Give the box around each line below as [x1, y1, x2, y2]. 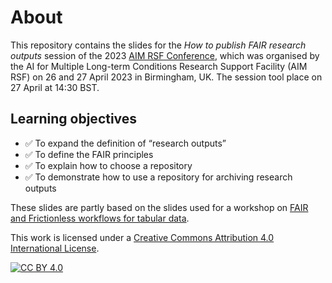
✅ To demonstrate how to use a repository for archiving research [24, 171, 293, 183]
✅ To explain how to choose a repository [24, 159, 193, 171]
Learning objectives [10, 111, 138, 128]
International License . [10, 242, 100, 254]
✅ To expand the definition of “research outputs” [24, 137, 227, 149]
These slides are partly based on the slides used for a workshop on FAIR [10, 201, 309, 213]
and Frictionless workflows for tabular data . [10, 212, 190, 224]
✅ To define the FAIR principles [24, 148, 154, 160]
